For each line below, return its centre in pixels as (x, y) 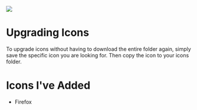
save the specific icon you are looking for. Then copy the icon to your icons (98, 55)
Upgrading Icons (48, 33)
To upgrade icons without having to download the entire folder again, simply (99, 49)
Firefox (23, 102)
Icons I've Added (48, 85)
